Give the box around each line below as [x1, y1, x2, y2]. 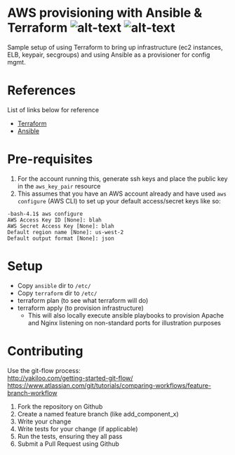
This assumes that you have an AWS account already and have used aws [17, 189, 227, 198]
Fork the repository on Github [17, 402, 103, 411]
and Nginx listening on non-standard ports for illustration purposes [27, 318, 221, 327]
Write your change [17, 417, 72, 426]
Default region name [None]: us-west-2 [7, 229, 124, 236]
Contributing [7, 343, 83, 359]
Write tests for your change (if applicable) [17, 424, 138, 433]
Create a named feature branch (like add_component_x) [17, 409, 179, 418]
